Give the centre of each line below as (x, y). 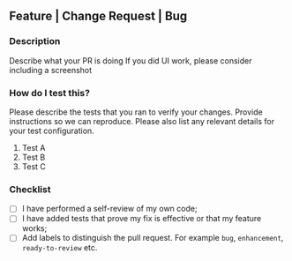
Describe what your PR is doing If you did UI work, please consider (131, 60)
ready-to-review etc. (60, 248)
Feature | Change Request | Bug (98, 16)
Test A (34, 147)
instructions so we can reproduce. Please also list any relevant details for (142, 121)
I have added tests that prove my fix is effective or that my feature (142, 219)
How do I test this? (50, 93)
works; (34, 228)
